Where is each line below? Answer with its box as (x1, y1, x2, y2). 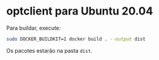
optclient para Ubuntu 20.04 (6, 4, 154, 18)
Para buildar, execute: (6, 24, 61, 32)
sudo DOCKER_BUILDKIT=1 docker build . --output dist (6, 36, 146, 42)
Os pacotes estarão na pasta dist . (6, 47, 93, 54)
